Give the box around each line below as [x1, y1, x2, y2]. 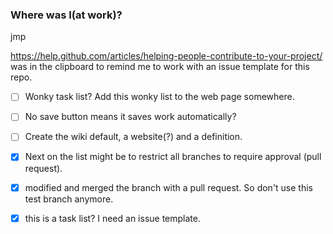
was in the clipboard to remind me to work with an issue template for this [10, 61, 310, 73]
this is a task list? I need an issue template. [24, 212, 201, 224]
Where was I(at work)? [10, 8, 123, 22]
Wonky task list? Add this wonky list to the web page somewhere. [24, 91, 295, 103]
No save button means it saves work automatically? [24, 111, 237, 123]
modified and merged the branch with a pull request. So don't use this [24, 181, 313, 193]
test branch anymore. [24, 193, 114, 205]
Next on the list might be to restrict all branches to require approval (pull [24, 151, 322, 163]
